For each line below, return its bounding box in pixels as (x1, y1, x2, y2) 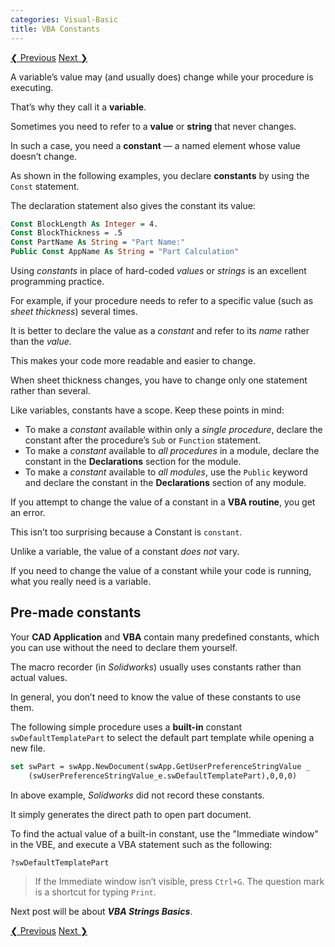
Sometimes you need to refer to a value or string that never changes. (10, 120, 297, 132)
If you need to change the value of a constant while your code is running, (10, 565, 312, 576)
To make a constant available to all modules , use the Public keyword (24, 466, 308, 478)
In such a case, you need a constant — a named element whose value (10, 139, 301, 151)
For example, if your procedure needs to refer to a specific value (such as (10, 295, 314, 306)
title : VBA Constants (10, 24, 101, 34)
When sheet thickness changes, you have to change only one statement (10, 374, 308, 386)
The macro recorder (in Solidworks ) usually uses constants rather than (10, 661, 302, 673)
